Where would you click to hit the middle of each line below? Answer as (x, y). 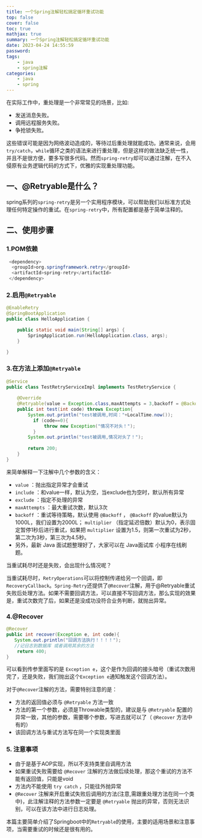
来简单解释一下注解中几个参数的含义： (54, 472)
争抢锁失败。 (31, 130)
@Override (29, 398)
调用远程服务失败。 (39, 123)
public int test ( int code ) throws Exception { (75, 410)
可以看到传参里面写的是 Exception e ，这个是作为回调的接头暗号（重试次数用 (101, 669)
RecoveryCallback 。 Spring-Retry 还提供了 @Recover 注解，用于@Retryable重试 (101, 585)
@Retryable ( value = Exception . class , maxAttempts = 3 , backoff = (98, 404)
